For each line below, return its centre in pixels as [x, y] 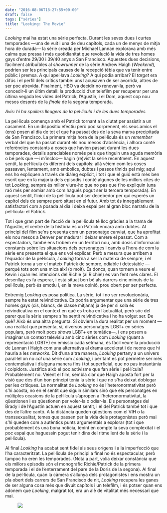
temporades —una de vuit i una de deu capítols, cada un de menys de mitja [83, 44]
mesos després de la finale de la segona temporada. [59, 102]
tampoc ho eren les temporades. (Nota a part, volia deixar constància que [81, 459]
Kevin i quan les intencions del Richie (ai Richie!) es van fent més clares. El [82, 275]
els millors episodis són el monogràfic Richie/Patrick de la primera [73, 464]
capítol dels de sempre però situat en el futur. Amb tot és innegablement [79, 201]
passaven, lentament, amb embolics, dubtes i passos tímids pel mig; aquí [80, 169]
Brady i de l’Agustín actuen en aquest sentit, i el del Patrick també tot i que [82, 406]
